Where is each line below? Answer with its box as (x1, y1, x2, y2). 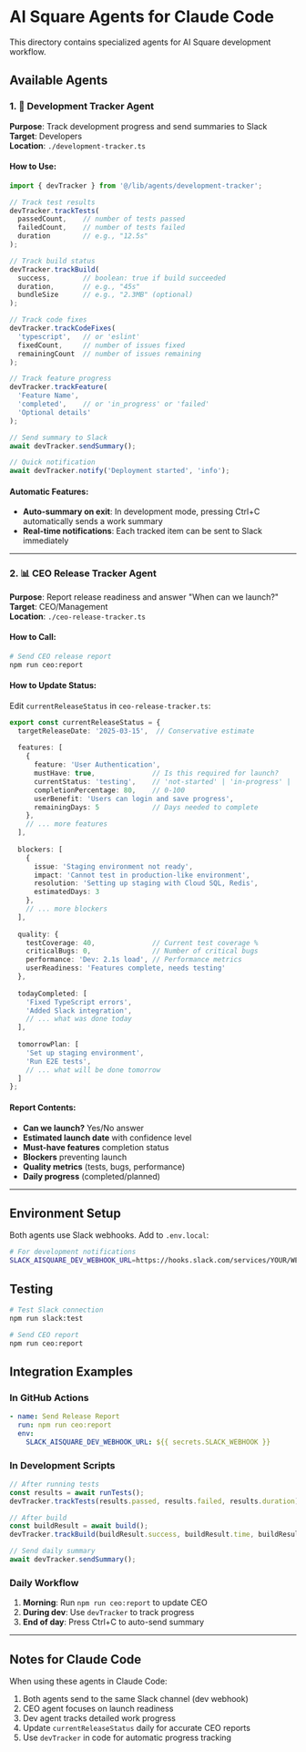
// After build (9, 1513, 67, 1522)
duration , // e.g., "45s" (17, 282, 141, 291)
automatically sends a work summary (22, 516, 164, 527)
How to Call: (9, 632, 56, 643)
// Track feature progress (9, 374, 112, 384)
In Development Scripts (9, 1458, 116, 1471)
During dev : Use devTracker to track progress (22, 1607, 195, 1618)
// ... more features (25, 819, 107, 829)
